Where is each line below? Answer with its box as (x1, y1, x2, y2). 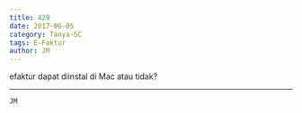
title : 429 (9, 13, 50, 22)
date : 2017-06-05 (9, 22, 75, 30)
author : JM (9, 47, 50, 56)
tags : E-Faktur (9, 38, 67, 48)
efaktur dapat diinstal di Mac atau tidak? (9, 71, 158, 82)
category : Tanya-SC (9, 30, 83, 39)
